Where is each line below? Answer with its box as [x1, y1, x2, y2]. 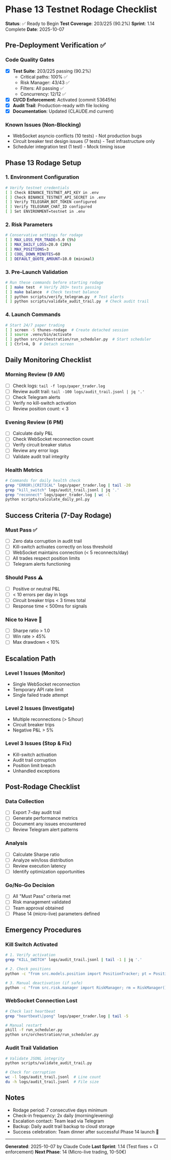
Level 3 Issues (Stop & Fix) [5, 740, 72, 747]
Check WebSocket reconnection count [12, 436, 94, 442]
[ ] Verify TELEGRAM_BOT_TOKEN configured [5, 199, 97, 205]
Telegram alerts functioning [12, 561, 71, 567]
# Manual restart [5, 1023, 42, 1028]
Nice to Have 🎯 [5, 616, 42, 623]
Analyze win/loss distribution [12, 857, 74, 863]
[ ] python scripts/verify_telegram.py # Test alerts [5, 294, 124, 299]
